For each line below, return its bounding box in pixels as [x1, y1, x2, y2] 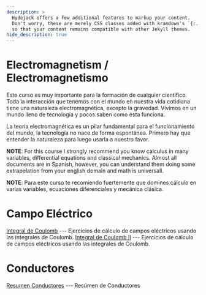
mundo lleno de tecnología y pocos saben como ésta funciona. [6, 111, 166, 118]
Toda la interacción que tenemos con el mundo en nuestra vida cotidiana [6, 98, 191, 105]
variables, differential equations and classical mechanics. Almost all [6, 154, 177, 162]
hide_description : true [6, 32, 67, 38]
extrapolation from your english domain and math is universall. [6, 167, 164, 174]
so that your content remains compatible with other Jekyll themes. [12, 26, 191, 32]
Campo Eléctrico [6, 207, 93, 221]
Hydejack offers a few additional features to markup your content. [12, 15, 191, 21]
